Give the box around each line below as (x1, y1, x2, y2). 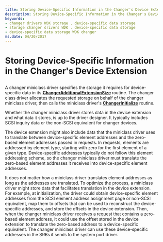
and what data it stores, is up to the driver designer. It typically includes (5, 115, 148, 121)
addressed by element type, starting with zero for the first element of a (5, 145, 147, 151)
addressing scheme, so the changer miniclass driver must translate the (5, 155, 147, 161)
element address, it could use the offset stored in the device (18, 216, 139, 222)
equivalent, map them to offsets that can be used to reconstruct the (5, 201, 140, 207)
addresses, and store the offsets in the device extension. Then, (22, 206, 148, 212)
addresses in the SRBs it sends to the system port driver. (5, 232, 118, 238)
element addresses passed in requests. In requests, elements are (18, 139, 149, 146)
